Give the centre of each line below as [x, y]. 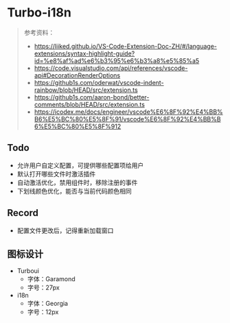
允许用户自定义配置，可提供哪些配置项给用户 [80, 165]
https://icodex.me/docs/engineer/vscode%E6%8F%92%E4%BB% [128, 112]
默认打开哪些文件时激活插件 [56, 174]
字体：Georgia [48, 304]
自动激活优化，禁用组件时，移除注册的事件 [77, 182]
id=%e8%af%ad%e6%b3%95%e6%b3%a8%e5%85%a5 [117, 60]
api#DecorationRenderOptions [77, 75]
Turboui [28, 271]
